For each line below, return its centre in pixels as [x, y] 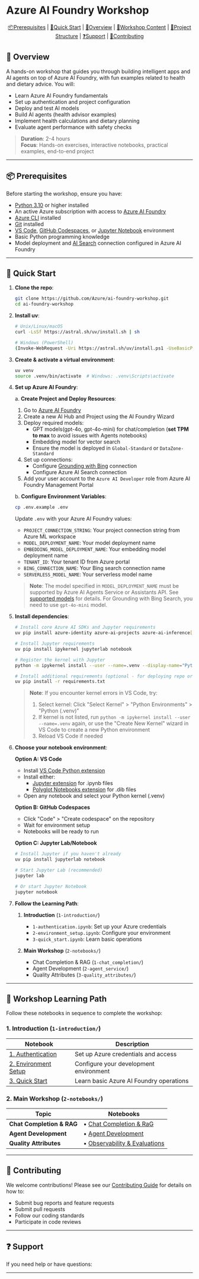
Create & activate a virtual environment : [65, 360]
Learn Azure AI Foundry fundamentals [61, 95]
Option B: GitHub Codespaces [52, 807]
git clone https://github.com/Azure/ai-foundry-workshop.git [92, 299]
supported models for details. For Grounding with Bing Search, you [111, 598]
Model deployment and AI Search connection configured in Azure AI [98, 243]
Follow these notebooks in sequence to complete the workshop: [84, 1013]
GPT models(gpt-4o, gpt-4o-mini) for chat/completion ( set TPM [111, 429]
